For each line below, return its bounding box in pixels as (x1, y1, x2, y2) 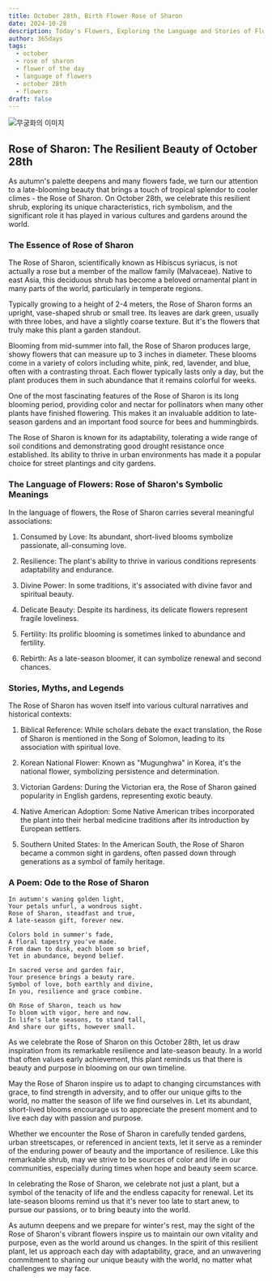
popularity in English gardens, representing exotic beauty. (19, 790, 213, 800)
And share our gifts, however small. (8, 1023, 136, 1031)
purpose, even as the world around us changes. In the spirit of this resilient (8, 1238, 258, 1248)
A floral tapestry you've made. (8, 938, 117, 946)
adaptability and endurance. (19, 564, 115, 574)
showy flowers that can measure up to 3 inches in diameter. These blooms (8, 349, 257, 359)
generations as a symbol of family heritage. (19, 856, 165, 866)
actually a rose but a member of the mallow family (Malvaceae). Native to (8, 267, 253, 276)
